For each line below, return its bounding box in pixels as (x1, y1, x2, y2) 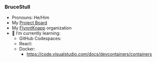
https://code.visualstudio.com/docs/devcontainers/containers (26, 51, 152, 57)
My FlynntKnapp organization (11, 25, 72, 31)
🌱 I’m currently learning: (11, 31, 61, 36)
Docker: (19, 46, 35, 52)
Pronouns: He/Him (11, 15, 50, 21)
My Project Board (11, 20, 47, 26)
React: (19, 41, 32, 47)
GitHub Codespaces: (19, 35, 62, 41)
